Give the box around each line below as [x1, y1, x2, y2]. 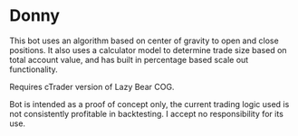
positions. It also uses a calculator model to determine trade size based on [9, 44, 287, 55]
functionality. [9, 64, 59, 75]
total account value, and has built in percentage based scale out [9, 54, 249, 65]
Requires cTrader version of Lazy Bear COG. [9, 81, 175, 92]
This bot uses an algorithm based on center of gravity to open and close [9, 35, 279, 46]
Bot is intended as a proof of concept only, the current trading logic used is [9, 98, 290, 109]
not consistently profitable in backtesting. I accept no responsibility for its [9, 108, 284, 119]
